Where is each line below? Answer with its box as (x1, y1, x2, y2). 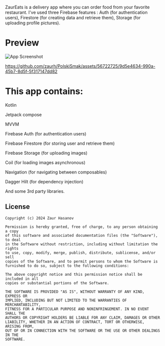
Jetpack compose (5, 111, 42, 118)
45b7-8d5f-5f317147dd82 (5, 68, 58, 74)
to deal (5, 237, 21, 242)
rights (5, 246, 19, 251)
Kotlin (5, 102, 17, 108)
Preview (5, 37, 40, 48)
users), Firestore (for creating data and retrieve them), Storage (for (5, 15, 141, 20)
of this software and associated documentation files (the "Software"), (5, 233, 158, 238)
